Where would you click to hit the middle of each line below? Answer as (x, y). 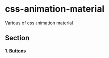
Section (17, 38)
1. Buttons (16, 51)
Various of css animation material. (39, 23)
